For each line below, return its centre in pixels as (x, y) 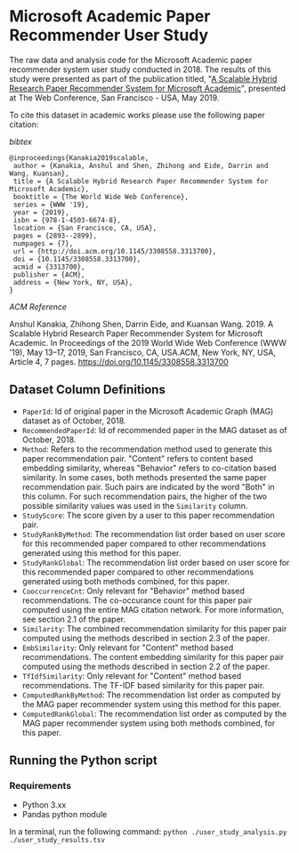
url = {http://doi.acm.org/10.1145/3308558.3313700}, (115, 251)
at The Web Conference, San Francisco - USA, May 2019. (114, 97)
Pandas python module (65, 815)
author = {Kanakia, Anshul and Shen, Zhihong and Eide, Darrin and (141, 165)
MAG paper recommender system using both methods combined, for (149, 723)
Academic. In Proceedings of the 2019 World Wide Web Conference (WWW (148, 342)
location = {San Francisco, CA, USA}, (85, 228)
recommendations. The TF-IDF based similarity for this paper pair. (143, 685)
